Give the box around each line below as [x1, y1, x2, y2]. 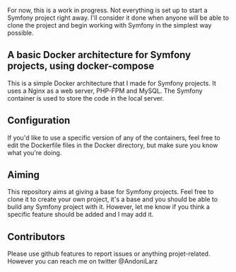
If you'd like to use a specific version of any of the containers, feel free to [7, 133, 220, 142]
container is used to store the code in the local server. [7, 93, 165, 102]
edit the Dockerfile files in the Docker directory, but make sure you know [7, 141, 218, 149]
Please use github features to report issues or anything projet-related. [7, 249, 211, 258]
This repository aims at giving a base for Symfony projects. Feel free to [7, 188, 214, 196]
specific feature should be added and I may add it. [7, 210, 154, 219]
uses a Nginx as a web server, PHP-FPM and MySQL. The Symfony [7, 86, 203, 95]
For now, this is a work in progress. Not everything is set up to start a [7, 6, 208, 14]
